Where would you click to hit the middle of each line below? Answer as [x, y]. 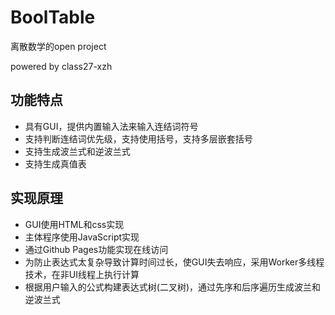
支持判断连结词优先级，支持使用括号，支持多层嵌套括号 [138, 138]
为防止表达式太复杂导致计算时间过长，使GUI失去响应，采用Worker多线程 [174, 262]
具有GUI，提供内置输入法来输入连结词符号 [111, 126]
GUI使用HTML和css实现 [74, 224]
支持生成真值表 [55, 163]
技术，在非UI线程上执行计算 [82, 274]
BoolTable [53, 17]
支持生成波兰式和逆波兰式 [77, 151]
